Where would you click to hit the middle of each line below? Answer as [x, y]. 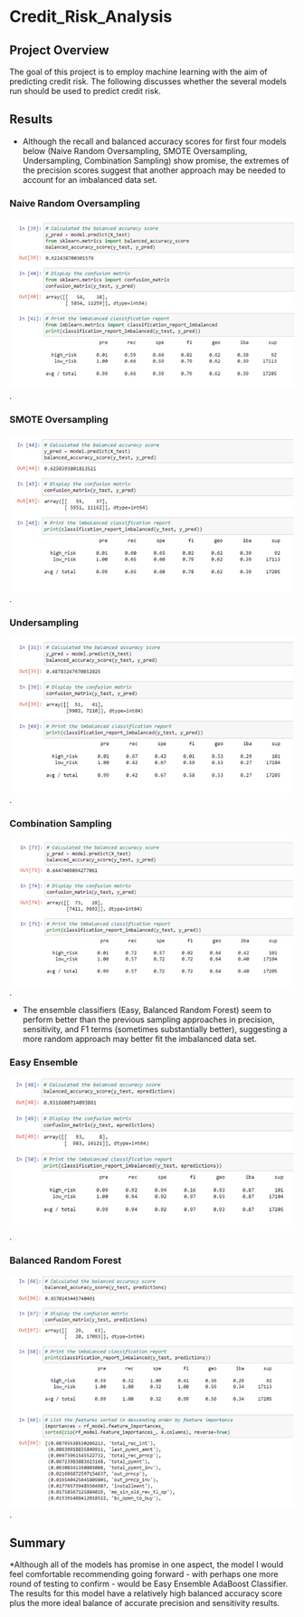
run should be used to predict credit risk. [85, 91]
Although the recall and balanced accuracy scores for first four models [154, 141]
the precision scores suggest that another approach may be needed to [154, 170]
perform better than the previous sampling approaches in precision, [148, 1019]
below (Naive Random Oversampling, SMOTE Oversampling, [135, 150]
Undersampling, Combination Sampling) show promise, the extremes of [156, 160]
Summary [38, 1543]
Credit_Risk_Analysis [91, 17]
